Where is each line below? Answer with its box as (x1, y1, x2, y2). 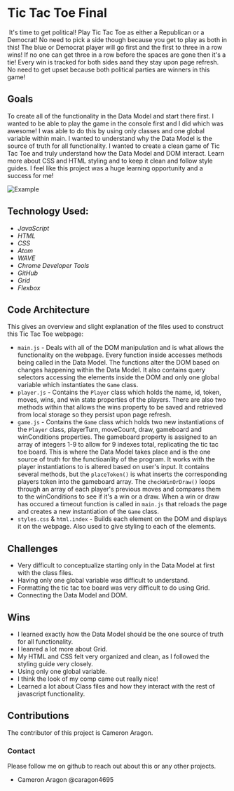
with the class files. (17, 569, 74, 577)
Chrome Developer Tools (17, 261, 90, 269)
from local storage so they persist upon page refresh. (17, 410, 172, 419)
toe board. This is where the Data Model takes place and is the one (17, 447, 211, 457)
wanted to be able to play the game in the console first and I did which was (7, 119, 224, 128)
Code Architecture (7, 304, 90, 316)
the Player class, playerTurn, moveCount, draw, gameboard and (17, 426, 202, 434)
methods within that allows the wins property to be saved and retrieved (17, 403, 223, 412)
